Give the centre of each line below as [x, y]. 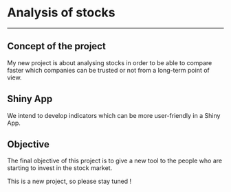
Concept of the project [57, 46]
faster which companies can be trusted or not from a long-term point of [108, 70]
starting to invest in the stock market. [60, 168]
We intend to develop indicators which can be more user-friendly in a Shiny [114, 115]
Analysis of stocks [61, 13]
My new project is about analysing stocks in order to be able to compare [110, 62]
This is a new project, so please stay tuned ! [69, 181]
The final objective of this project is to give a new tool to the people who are [114, 161]
